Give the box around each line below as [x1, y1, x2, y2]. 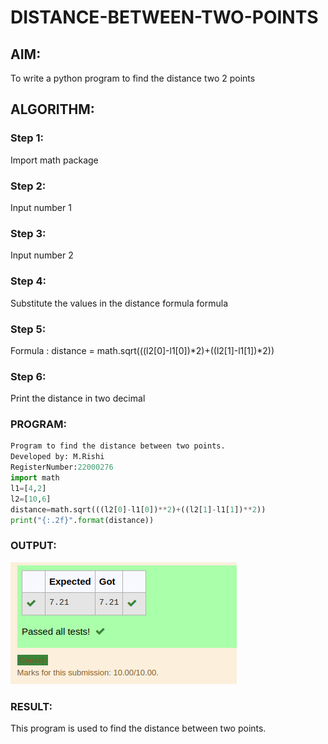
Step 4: [10, 274, 47, 288]
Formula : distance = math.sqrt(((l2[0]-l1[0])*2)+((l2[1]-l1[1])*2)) [10, 344, 275, 356]
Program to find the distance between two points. [10, 441, 226, 451]
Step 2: [10, 179, 47, 193]
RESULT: [10, 699, 53, 713]
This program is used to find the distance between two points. [10, 722, 267, 735]
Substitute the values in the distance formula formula [10, 297, 228, 309]
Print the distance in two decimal [10, 392, 146, 405]
